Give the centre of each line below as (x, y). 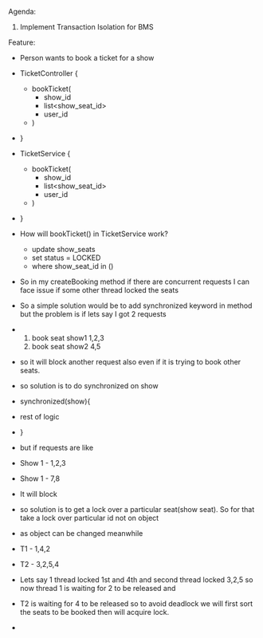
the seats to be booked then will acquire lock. (94, 612)
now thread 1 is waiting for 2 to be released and (98, 588)
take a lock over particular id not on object (89, 518)
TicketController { (49, 73)
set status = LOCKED (66, 258)
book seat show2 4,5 (66, 347)
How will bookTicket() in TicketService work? (94, 234)
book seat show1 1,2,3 (68, 338)
